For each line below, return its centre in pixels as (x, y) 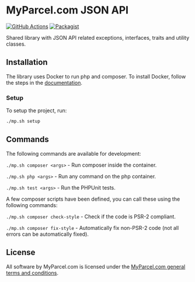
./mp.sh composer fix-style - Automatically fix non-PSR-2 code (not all (93, 228)
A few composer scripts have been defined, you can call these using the (93, 199)
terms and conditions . (32, 273)
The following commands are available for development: (74, 153)
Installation (27, 62)
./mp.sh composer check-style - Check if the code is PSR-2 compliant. (91, 216)
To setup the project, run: (36, 111)
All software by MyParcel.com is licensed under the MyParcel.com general (96, 266)
